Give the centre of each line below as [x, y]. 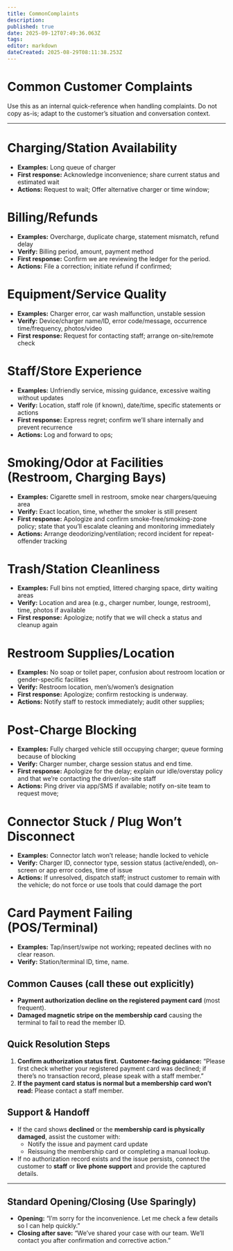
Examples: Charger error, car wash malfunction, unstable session [111, 313]
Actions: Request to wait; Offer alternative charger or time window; [113, 189]
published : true [31, 26]
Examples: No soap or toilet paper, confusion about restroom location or [121, 672]
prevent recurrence [45, 427]
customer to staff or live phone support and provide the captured [112, 1166]
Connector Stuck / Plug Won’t [95, 821]
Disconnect [41, 836]
